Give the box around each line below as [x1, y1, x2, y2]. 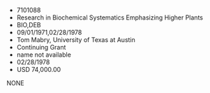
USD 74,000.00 [16, 66, 61, 73]
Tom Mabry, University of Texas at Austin [16, 36, 135, 44]
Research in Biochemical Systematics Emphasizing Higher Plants [16, 13, 204, 22]
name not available [16, 50, 71, 59]
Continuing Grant [16, 43, 66, 51]
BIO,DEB [16, 21, 41, 29]
